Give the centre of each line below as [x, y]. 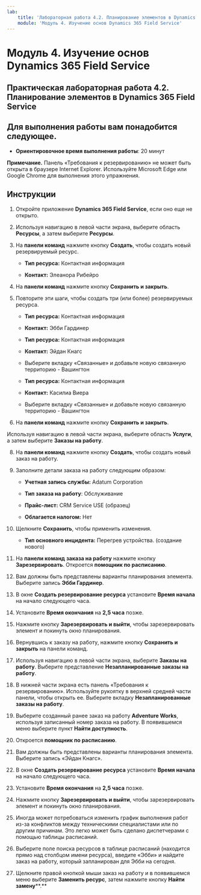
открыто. [27, 215]
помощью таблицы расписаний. [57, 837]
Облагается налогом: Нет [58, 517]
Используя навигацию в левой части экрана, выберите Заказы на [101, 660]
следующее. [32, 136]
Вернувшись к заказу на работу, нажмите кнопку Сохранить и [97, 642]
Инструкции [31, 194]
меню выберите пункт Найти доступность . [72, 728]
